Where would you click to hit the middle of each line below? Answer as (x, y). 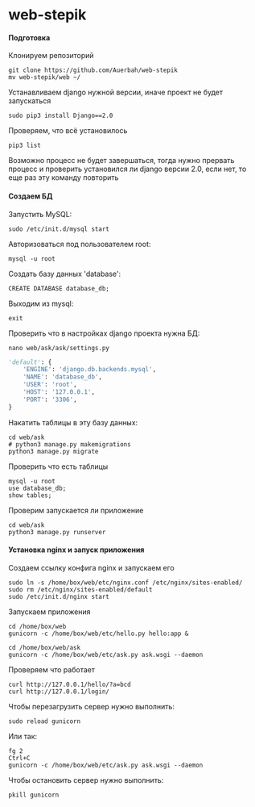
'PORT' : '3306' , (50, 399)
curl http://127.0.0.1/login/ (59, 692)
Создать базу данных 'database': (65, 274)
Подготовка (29, 37)
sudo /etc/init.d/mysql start (59, 229)
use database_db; (37, 488)
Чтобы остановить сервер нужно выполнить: (86, 780)
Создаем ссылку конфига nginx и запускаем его (91, 567)
